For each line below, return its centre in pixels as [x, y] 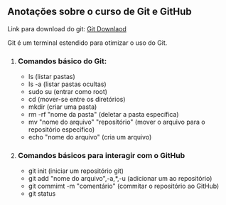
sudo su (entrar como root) [68, 92]
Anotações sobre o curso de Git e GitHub [99, 12]
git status [42, 194]
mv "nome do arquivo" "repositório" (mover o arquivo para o [117, 122]
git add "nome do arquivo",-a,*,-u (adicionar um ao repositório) [120, 179]
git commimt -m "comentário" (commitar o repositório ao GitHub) [124, 186]
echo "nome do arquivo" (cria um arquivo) [90, 137]
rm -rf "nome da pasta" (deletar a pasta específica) [103, 115]
